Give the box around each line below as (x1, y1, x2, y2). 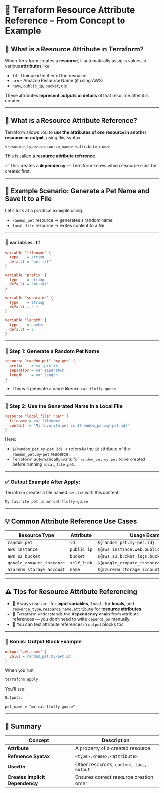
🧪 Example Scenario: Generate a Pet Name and (5, 187, 150, 195)
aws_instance (7, 547, 38, 552)
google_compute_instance (7, 560, 65, 566)
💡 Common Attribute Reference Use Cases (5, 517, 137, 525)
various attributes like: (5, 63, 51, 69)
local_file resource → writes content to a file (12, 222, 105, 228)
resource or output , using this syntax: (5, 134, 82, 140)
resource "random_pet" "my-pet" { (5, 359, 76, 364)
